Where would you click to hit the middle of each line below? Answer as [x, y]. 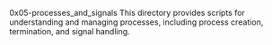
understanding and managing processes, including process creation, [136, 22]
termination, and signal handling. [70, 31]
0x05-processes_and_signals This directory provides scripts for [127, 13]
